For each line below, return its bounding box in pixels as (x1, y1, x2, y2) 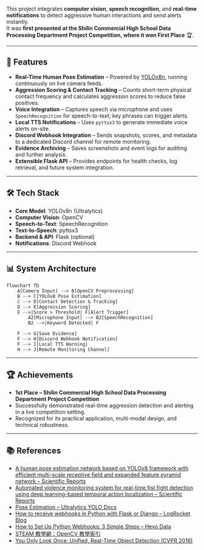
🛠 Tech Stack (6, 188, 59, 199)
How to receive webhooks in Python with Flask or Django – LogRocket (15, 510, 191, 517)
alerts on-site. (15, 125, 50, 132)
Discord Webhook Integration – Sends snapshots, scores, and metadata (15, 131, 197, 139)
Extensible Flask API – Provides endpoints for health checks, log (15, 157, 178, 164)
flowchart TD (6, 283, 39, 289)
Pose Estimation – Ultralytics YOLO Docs (15, 504, 117, 511)
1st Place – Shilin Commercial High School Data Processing (15, 389, 167, 397)
